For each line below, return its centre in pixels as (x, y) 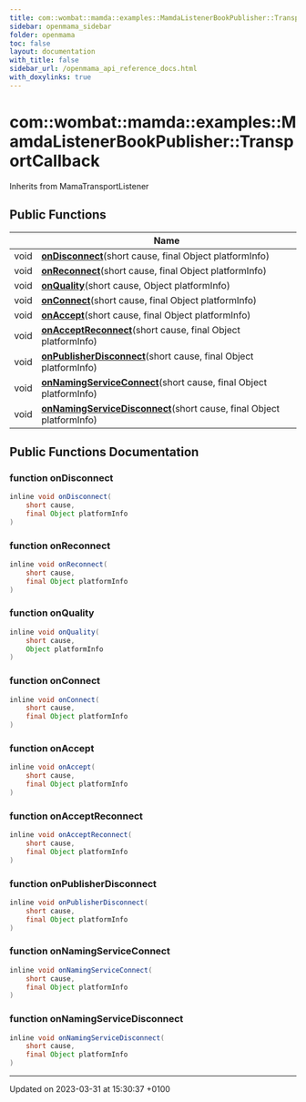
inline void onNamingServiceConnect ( (81, 970)
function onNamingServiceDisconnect (97, 1019)
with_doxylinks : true (51, 77)
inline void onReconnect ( (58, 564)
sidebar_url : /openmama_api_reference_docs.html (103, 69)
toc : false (30, 43)
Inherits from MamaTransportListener (79, 186)
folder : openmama (42, 35)
